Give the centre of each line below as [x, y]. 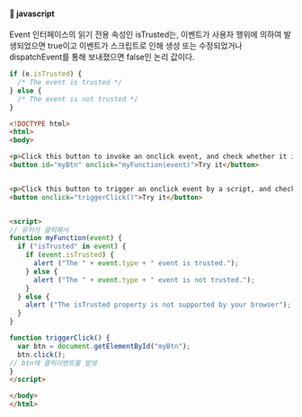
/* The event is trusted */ [70, 83]
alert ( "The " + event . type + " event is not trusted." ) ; [144, 279]
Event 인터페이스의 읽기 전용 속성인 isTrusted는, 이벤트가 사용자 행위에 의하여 [146, 35]
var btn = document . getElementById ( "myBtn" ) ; [104, 346]
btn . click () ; [42, 355]
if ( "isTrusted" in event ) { [72, 247]
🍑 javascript [32, 13]
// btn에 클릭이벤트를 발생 [53, 363]
